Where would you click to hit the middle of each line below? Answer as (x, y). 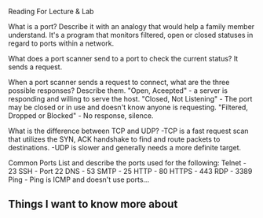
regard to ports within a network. (61, 43)
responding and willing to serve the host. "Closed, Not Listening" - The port (130, 99)
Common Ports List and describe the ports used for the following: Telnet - (128, 163)
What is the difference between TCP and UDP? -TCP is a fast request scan (128, 131)
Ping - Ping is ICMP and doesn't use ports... (79, 179)
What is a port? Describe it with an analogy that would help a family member (131, 26)
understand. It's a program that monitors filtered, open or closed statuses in (131, 35)
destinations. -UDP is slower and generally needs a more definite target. (125, 148)
